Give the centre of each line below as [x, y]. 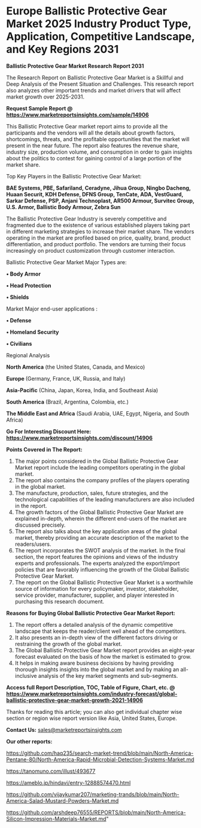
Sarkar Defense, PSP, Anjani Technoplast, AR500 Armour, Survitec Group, [100, 201]
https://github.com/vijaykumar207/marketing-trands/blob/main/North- [93, 794]
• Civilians [19, 343]
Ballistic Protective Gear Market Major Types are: [66, 262]
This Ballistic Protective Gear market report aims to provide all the [87, 126]
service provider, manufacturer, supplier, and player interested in [95, 595]
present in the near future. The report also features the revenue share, [93, 145]
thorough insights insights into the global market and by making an [97, 669]
